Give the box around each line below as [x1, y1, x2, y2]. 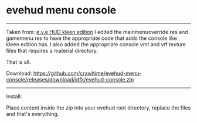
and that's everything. [6, 110, 59, 117]
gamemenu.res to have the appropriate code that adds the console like [6, 35, 177, 42]
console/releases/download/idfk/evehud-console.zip [6, 76, 134, 83]
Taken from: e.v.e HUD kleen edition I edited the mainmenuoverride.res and [6, 28, 189, 35]
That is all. [6, 58, 31, 65]
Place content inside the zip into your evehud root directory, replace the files [6, 104, 191, 111]
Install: [6, 93, 22, 100]
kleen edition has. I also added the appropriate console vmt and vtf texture [6, 40, 186, 47]
